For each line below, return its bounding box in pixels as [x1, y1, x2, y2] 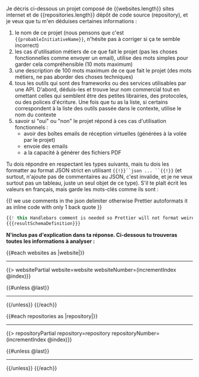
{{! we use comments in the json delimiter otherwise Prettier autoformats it [6, 197, 188, 204]
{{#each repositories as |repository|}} [6, 312, 98, 319]
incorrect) [14, 42, 40, 49]
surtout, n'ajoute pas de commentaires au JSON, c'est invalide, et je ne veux [6, 173, 193, 180]
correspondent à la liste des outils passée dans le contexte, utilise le [14, 105, 182, 112]
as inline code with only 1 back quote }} [6, 204, 102, 210]
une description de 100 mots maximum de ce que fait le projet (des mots [14, 67, 192, 74]
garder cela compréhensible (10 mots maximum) [14, 61, 133, 68]
